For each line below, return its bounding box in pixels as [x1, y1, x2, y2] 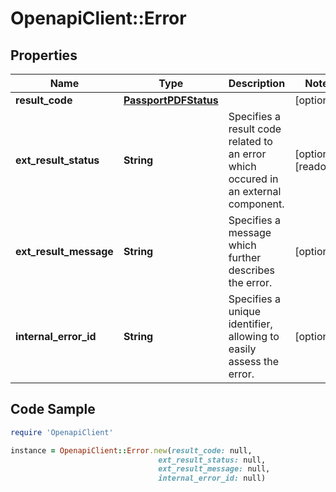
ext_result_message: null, [158, 464, 271, 474]
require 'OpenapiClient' [10, 427, 114, 437]
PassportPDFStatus [123, 93, 219, 107]
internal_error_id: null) [158, 473, 267, 484]
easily [228, 342, 257, 356]
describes [228, 263, 276, 277]
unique [228, 305, 262, 318]
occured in [228, 172, 279, 186]
